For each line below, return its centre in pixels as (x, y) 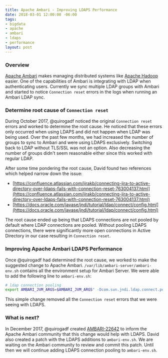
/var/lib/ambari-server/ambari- (118, 265)
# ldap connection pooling (33, 285)
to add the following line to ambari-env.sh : (48, 276)
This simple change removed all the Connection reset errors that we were (81, 299)
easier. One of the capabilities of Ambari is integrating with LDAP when (78, 81)
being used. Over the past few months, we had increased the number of (79, 137)
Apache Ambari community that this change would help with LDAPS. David (82, 334)
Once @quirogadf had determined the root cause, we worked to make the (81, 260)
